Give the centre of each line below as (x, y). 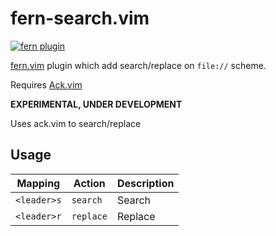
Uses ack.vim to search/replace (76, 123)
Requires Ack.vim (46, 84)
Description (145, 183)
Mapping (38, 183)
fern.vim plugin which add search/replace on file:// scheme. (138, 65)
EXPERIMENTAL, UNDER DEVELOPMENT (96, 104)
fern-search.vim (80, 18)
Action (89, 183)
